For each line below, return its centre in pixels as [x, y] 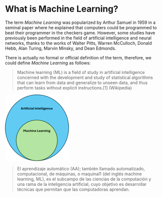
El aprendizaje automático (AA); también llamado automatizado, [81, 168]
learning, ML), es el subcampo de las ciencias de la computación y [84, 179]
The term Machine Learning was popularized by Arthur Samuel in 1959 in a [81, 22]
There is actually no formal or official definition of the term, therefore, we [78, 57]
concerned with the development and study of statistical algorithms [85, 77]
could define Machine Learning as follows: [48, 63]
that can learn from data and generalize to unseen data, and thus [82, 82]
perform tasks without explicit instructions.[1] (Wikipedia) [74, 88]
